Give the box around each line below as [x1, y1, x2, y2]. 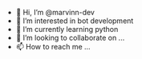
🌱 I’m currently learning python [15, 25, 119, 33]
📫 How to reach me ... [15, 42, 91, 51]
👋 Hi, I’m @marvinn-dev [15, 8, 95, 17]
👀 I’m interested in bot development [15, 16, 134, 26]
